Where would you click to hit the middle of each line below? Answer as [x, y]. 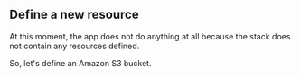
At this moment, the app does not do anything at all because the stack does [150, 36]
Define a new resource [74, 15]
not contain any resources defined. [75, 46]
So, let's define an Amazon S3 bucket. [80, 63]
